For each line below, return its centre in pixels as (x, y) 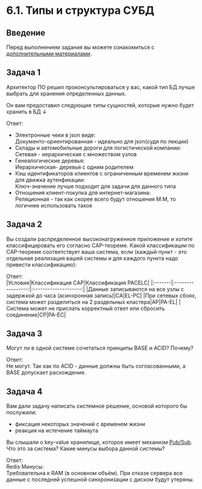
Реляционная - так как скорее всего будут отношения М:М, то (95, 199)
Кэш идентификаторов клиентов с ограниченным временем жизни (102, 173)
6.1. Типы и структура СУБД (80, 11)
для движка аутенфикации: (50, 180)
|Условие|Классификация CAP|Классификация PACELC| (78, 282)
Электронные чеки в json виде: (55, 135)
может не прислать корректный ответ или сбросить (97, 308)
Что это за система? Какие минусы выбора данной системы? (86, 449)
